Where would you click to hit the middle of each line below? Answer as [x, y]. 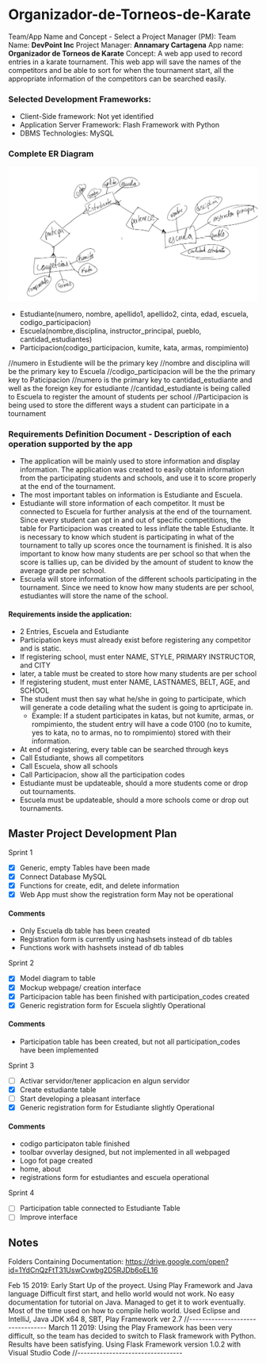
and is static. [40, 648]
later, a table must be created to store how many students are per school [138, 674]
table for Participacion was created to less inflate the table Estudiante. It [137, 529]
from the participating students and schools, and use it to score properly [138, 478]
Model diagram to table [58, 978]
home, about [40, 1169]
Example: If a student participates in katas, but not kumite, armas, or [143, 716]
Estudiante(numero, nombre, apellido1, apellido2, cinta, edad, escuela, [134, 314]
